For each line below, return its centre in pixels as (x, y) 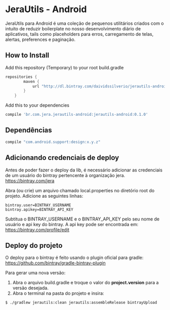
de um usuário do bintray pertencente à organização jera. (65, 175)
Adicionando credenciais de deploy (62, 158)
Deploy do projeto (34, 246)
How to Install (27, 55)
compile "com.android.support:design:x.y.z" (53, 142)
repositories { (21, 77)
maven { (31, 81)
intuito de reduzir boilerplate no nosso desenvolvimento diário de (73, 28)
